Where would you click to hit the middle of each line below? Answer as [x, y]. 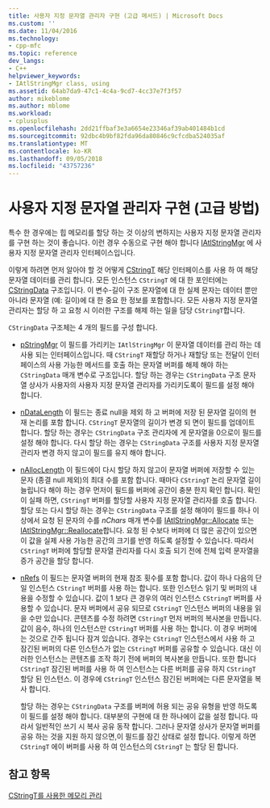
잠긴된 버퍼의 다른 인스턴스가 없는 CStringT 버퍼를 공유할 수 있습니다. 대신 [137, 649]
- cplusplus [28, 121]
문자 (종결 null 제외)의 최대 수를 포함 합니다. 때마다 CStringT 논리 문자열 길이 [140, 480]
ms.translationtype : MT [48, 143]
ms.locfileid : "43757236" [52, 166]
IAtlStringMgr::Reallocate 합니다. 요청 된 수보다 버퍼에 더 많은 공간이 [128, 531]
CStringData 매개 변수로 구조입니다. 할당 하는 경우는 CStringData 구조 [131, 375]
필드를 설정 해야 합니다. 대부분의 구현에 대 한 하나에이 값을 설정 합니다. [139, 717]
